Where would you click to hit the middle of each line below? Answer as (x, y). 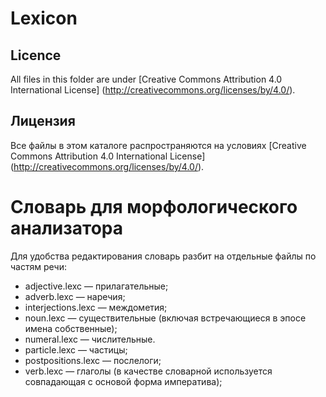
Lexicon (44, 18)
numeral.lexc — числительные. (90, 339)
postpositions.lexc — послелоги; (93, 360)
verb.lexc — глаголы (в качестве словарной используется (148, 371)
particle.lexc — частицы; (76, 349)
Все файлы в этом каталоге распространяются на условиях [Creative (158, 145)
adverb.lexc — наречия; (75, 296)
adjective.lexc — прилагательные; (96, 286)
